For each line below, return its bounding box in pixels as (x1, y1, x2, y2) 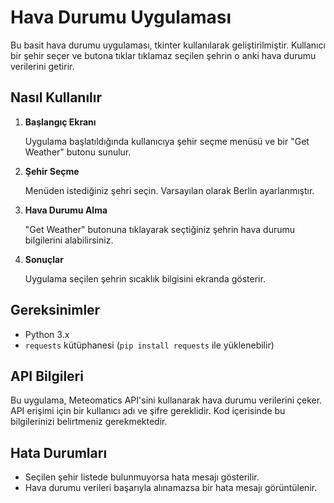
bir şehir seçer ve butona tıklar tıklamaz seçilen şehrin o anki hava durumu (10, 49, 317, 61)
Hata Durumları (10, 444, 108, 461)
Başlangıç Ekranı (24, 116, 97, 128)
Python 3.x (24, 328, 70, 340)
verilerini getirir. (10, 60, 75, 72)
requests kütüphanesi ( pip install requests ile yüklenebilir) (24, 339, 275, 351)
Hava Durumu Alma (24, 204, 108, 216)
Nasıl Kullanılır (10, 89, 103, 106)
